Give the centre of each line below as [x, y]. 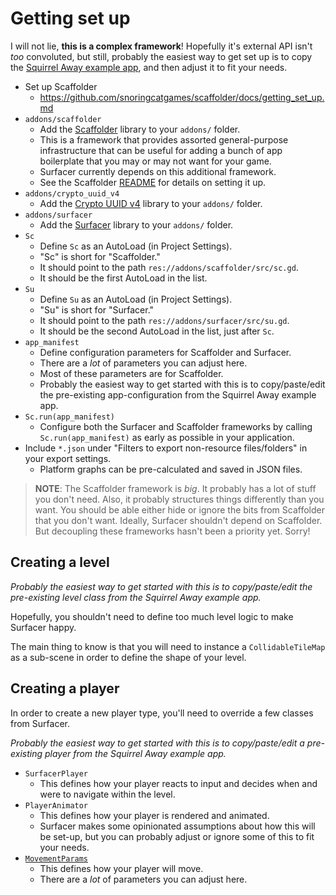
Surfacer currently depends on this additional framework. [158, 171]
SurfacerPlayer [56, 773]
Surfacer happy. [43, 627]
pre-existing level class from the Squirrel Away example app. [136, 597]
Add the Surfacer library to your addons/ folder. [136, 224]
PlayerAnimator [56, 805]
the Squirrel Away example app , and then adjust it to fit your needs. [149, 67]
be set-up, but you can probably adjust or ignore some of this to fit [177, 836]
